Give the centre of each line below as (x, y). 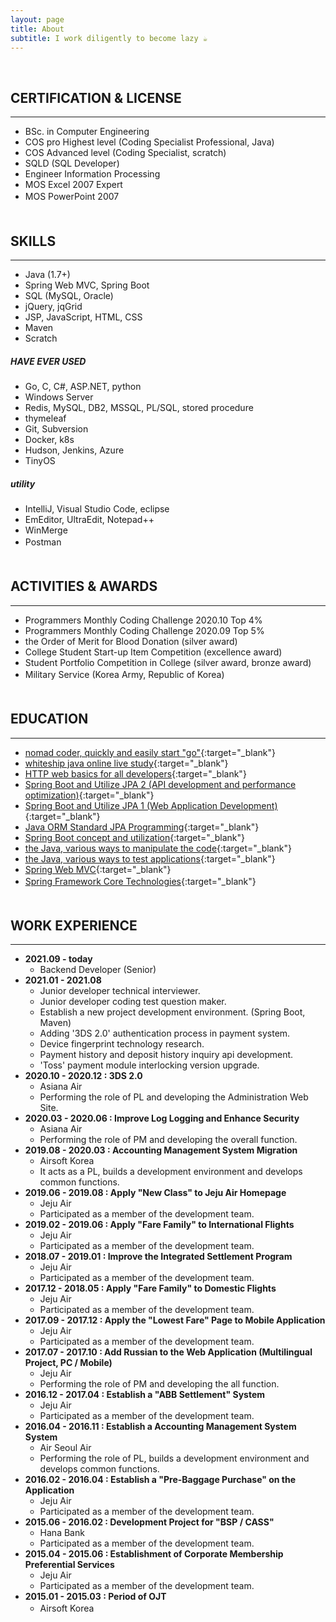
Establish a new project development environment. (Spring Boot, (172, 1012)
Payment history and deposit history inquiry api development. (166, 1055)
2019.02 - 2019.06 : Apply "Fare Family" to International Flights (159, 1225)
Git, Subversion (56, 428)
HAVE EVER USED (48, 361)
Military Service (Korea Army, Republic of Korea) (124, 674)
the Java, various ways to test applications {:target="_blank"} (150, 858)
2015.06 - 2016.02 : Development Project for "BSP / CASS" (149, 1522)
